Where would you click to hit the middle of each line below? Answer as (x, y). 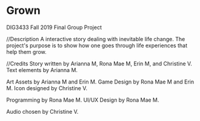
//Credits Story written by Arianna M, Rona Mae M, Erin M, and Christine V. (99, 64)
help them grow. (26, 51)
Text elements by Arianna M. (42, 70)
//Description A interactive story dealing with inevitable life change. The (96, 39)
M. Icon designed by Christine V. (47, 88)
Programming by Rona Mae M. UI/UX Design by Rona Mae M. (83, 100)
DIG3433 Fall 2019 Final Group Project (54, 27)
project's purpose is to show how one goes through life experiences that (97, 45)
